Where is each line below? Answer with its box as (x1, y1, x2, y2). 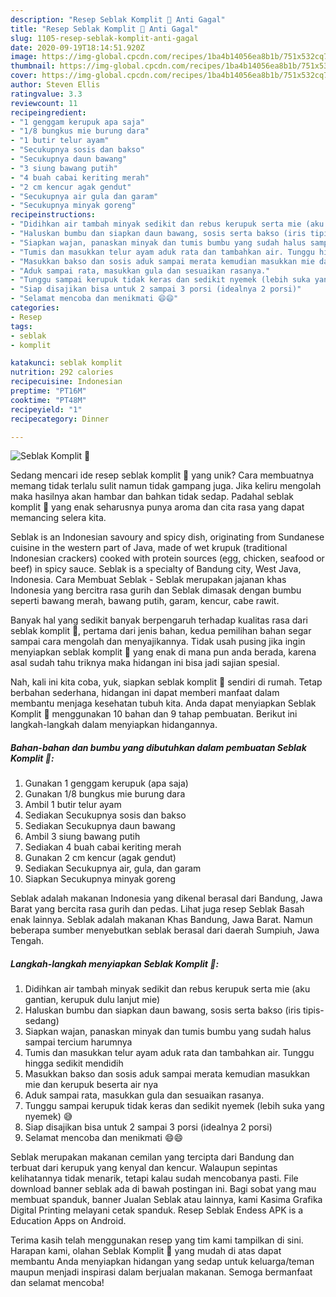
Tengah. (10, 935, 45, 947)
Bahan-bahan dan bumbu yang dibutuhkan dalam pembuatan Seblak (10, 741, 307, 753)
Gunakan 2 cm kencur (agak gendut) (24, 852, 177, 864)
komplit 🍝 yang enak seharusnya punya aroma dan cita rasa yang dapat (10, 501, 305, 513)
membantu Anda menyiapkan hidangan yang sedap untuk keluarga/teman (10, 1256, 315, 1268)
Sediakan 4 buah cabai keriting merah (24, 841, 182, 853)
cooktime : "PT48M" (10, 395, 87, 405)
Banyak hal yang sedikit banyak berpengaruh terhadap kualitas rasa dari (10, 614, 308, 626)
